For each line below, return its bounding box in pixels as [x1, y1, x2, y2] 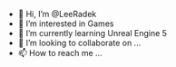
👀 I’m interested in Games [17, 18, 114, 29]
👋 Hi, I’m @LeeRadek [17, 9, 97, 19]
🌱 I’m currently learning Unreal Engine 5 [17, 28, 168, 38]
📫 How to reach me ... [17, 48, 103, 58]
